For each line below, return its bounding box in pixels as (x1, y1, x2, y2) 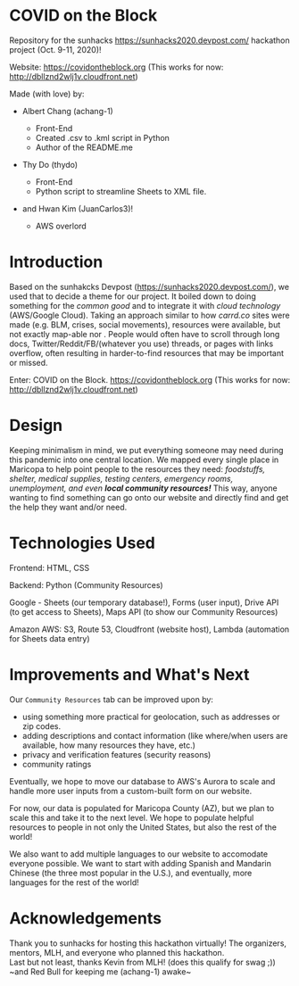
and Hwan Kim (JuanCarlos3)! (21, 203, 134, 214)
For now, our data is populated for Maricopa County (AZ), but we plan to (9, 802, 275, 813)
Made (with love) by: (9, 88, 85, 99)
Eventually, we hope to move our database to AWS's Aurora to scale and (9, 775, 276, 786)
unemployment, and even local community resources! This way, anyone (9, 483, 278, 493)
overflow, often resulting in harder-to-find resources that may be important (9, 347, 284, 358)
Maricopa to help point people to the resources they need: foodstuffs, (9, 463, 266, 474)
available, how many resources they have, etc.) (21, 740, 196, 750)
